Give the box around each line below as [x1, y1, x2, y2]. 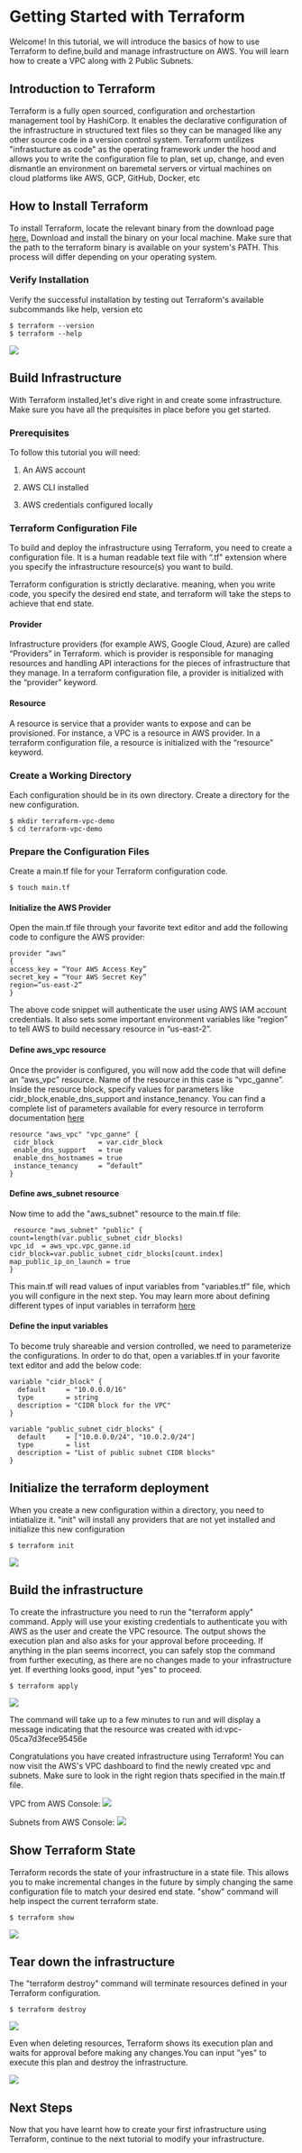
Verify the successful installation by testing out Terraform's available [9, 294, 264, 305]
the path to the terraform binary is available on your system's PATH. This [9, 242, 279, 252]
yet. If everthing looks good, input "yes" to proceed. [9, 1663, 203, 1674]
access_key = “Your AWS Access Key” [9, 965, 147, 975]
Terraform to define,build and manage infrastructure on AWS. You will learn [9, 45, 289, 56]
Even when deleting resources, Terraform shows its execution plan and [9, 2038, 273, 2048]
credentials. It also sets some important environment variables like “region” [9, 1014, 288, 1025]
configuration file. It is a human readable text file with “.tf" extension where [9, 552, 287, 563]
